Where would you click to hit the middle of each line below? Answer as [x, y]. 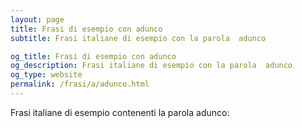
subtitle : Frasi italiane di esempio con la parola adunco [138, 38]
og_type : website [46, 75]
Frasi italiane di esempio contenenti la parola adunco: [120, 112]
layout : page [37, 19]
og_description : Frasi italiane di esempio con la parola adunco [151, 66]
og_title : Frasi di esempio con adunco [93, 56]
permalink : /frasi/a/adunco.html [80, 84]
